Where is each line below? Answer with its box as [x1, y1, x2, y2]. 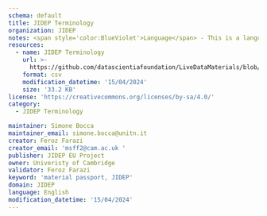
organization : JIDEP [8, 26, 77, 34]
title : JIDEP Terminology [8, 19, 94, 27]
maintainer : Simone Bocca [8, 122, 94, 130]
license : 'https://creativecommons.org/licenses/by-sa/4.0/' [8, 93, 215, 101]
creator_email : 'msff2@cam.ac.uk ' [8, 144, 126, 152]
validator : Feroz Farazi [8, 166, 91, 175]
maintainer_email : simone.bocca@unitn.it [8, 129, 148, 137]
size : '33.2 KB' [22, 85, 77, 94]
